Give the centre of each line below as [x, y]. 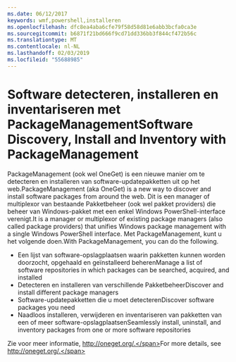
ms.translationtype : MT [42, 40]
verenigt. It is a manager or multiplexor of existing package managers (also [115, 218]
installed [30, 277]
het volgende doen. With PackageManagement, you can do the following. [113, 241]
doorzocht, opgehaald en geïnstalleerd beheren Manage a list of [110, 262]
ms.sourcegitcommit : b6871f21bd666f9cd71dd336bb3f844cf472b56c [102, 33]
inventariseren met [64, 109]
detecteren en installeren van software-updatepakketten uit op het [104, 181]
